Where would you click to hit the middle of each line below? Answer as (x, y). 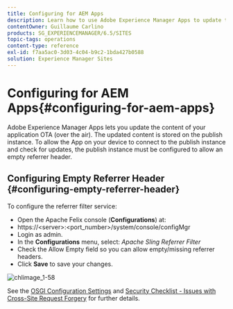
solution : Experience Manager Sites (60, 59)
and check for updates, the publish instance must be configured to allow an (115, 149)
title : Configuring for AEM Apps (55, 14)
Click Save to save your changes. (65, 264)
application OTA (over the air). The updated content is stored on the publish (115, 134)
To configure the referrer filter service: (62, 206)
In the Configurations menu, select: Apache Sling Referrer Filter (109, 242)
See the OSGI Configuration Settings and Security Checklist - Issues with (112, 291)
